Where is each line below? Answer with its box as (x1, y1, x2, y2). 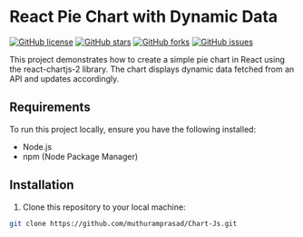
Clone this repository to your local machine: (22, 202, 186, 212)
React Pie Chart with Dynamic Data (9, 6, 279, 27)
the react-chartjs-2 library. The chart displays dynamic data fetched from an (9, 64, 295, 74)
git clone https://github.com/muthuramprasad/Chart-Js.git (9, 219, 238, 228)
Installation (9, 177, 74, 193)
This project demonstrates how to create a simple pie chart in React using (9, 54, 286, 64)
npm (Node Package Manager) (22, 151, 139, 162)
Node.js (22, 141, 53, 152)
